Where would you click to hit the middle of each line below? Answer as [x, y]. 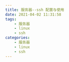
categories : [17, 38]
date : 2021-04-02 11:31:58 [33, 14]
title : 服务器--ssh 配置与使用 [35, 10]
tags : [11, 19]
